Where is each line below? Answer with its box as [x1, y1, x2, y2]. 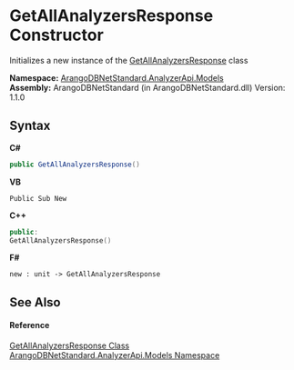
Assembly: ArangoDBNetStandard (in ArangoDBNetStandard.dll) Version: [9, 82, 286, 93]
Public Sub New [9, 194, 67, 203]
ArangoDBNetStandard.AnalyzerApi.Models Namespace [9, 349, 220, 360]
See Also [9, 295, 61, 310]
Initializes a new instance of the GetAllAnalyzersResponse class [9, 55, 248, 65]
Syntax [9, 118, 51, 134]
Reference [9, 320, 50, 331]
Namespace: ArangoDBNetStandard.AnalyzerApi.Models [9, 72, 225, 83]
